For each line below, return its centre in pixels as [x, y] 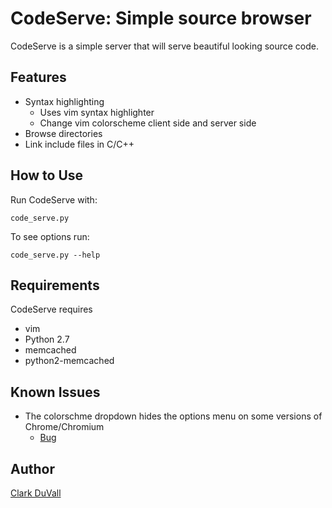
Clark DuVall [36, 493]
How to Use [47, 175]
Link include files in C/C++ [79, 144]
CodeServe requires [51, 309]
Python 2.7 [47, 339]
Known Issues [55, 392]
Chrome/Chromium [64, 427]
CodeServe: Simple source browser [161, 18]
